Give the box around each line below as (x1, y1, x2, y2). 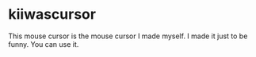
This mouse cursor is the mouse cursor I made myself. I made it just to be (8, 31, 248, 41)
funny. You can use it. (8, 39, 79, 48)
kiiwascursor (8, 5, 97, 23)
